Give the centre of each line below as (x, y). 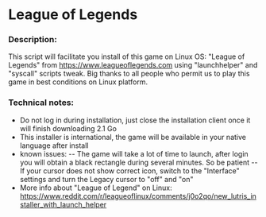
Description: (33, 40)
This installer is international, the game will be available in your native (133, 137)
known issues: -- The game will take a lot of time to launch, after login (134, 153)
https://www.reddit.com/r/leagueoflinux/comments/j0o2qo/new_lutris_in (138, 196)
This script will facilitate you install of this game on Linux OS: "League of (127, 56)
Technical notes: (41, 103)
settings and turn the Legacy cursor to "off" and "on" (106, 179)
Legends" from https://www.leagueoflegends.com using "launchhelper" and (133, 65)
